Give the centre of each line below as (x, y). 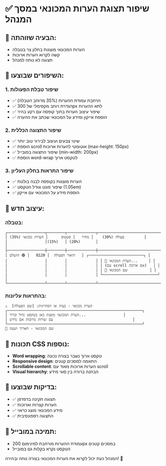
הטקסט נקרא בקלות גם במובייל (41, 449)
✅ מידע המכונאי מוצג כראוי (37, 410)
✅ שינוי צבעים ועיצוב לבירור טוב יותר (46, 141)
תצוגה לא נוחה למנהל (32, 60)
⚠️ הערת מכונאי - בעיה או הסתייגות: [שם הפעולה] (49, 306)
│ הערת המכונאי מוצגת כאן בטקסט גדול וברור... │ (65, 315)
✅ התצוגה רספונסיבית (33, 416)
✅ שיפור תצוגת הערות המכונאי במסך (77, 9)
